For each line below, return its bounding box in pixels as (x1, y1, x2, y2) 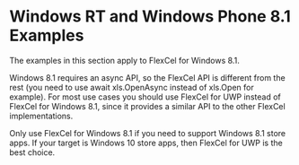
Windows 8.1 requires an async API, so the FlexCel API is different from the (9, 72, 286, 82)
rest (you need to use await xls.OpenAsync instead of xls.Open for (9, 82, 254, 92)
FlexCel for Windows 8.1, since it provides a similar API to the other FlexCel (9, 100, 286, 111)
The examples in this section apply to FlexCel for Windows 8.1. (9, 55, 240, 65)
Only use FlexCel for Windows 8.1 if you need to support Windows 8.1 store (9, 127, 286, 138)
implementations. (9, 110, 74, 121)
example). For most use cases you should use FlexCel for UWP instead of (9, 91, 281, 102)
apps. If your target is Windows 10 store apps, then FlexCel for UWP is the (9, 137, 283, 148)
